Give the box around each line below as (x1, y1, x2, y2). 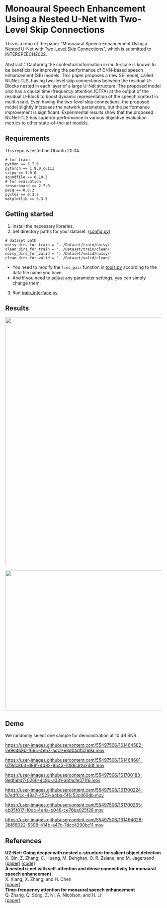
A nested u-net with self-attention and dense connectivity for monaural (5, 866, 156, 871)
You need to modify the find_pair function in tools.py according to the (12, 264, 157, 270)
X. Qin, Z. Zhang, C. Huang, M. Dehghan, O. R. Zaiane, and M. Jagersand (5, 855, 154, 861)
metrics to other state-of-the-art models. (5, 120, 89, 126)
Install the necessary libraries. (12, 223, 74, 229)
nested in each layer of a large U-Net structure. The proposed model (19, 83, 161, 89)
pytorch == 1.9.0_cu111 (5, 166, 55, 171)
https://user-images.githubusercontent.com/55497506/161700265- (5, 802, 143, 808)
